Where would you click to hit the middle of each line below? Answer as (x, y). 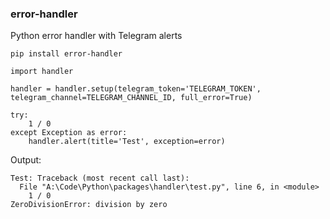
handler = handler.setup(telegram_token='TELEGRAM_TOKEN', (136, 89)
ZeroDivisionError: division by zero (89, 205)
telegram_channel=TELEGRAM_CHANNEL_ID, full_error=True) (131, 98)
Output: (26, 160)
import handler (42, 72)
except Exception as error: (69, 133)
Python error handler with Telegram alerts (96, 36)
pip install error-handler (66, 54)
